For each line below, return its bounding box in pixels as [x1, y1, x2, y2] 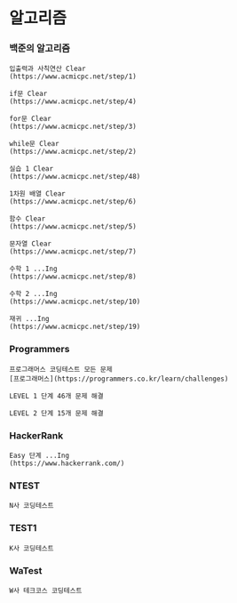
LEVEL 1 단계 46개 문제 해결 [9, 391, 104, 400]
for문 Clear [9, 115, 51, 124]
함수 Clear [9, 214, 46, 223]
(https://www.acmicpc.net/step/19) [9, 322, 141, 332]
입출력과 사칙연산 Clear [9, 64, 86, 74]
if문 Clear [9, 90, 48, 99]
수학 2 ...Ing [9, 290, 58, 299]
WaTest [9, 564, 43, 576]
